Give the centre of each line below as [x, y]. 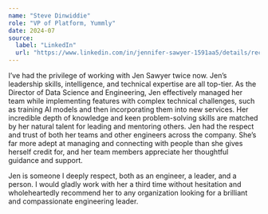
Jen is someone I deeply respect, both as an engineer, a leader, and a [122, 176]
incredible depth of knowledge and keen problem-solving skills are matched [133, 118]
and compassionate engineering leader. [73, 201]
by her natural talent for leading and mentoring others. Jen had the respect [131, 126]
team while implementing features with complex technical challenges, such [132, 101]
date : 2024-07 [32, 30]
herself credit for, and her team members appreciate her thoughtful [118, 152]
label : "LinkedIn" [46, 46]
